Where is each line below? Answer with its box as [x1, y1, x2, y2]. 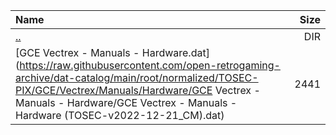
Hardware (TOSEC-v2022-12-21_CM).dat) [15, 109, 225, 122]
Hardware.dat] [141, 46, 210, 59]
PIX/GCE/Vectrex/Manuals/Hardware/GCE [15, 84, 213, 97]
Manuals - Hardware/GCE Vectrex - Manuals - [15, 96, 238, 109]
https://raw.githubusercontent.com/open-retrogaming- [19, 59, 281, 72]
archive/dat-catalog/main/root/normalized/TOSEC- [15, 71, 259, 84]
